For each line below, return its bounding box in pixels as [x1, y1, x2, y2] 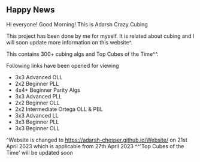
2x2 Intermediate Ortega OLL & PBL [14, 105, 104, 113]
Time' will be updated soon [6, 149, 73, 156]
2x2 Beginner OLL [14, 99, 60, 106]
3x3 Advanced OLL [14, 73, 63, 80]
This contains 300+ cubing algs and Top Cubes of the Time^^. [6, 50, 159, 58]
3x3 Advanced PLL [14, 92, 62, 100]
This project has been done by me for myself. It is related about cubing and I [6, 32, 195, 40]
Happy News [6, 5, 55, 15]
